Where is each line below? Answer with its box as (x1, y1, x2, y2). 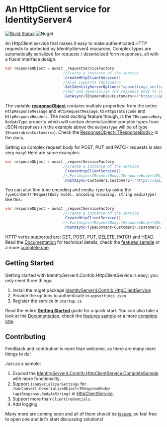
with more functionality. (12, 376, 61, 382)
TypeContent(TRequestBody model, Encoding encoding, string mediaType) (5, 192, 157, 197)
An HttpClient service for (5, 3, 111, 15)
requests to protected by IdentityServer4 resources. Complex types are (5, 45, 152, 51)
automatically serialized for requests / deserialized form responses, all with (5, 51, 159, 57)
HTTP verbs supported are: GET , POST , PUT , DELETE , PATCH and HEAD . (5, 234, 155, 240)
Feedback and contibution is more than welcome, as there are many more (5, 346, 156, 352)
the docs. (5, 135, 25, 141)
